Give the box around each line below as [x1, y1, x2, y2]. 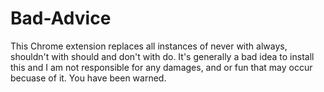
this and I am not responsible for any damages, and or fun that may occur [10, 61, 313, 73]
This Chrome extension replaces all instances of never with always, [10, 40, 288, 52]
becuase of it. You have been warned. [10, 72, 167, 84]
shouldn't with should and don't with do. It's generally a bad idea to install [10, 50, 315, 62]
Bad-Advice [10, 7, 112, 30]
